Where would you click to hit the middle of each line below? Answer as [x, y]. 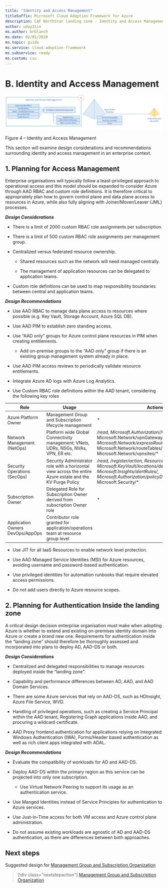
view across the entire [69, 471]
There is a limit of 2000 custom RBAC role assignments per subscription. [87, 227]
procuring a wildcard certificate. [45, 722]
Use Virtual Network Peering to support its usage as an [76, 787]
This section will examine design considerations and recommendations [78, 148]
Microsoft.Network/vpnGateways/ [131, 437]
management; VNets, [68, 443]
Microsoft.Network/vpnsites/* [128, 454]
